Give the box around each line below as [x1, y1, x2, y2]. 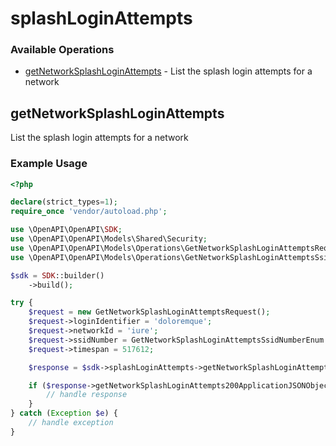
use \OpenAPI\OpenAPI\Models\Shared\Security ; [10, 234, 208, 244]
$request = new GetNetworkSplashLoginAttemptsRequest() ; [28, 307, 271, 317]
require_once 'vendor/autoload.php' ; [10, 207, 168, 217]
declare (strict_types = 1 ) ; [10, 197, 118, 207]
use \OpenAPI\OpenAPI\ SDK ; [10, 225, 123, 235]
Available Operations [10, 43, 115, 57]
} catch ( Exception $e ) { [10, 408, 118, 419]
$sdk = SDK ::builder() [10, 270, 105, 281]
